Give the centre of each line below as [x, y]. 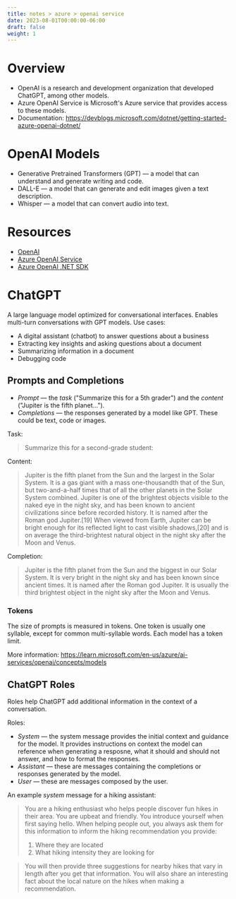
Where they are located [69, 845]
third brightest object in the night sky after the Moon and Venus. [117, 592]
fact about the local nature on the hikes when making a [104, 881]
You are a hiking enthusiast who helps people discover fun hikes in [121, 809]
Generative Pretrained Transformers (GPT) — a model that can [108, 174]
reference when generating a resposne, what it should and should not [119, 751]
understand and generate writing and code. [81, 181]
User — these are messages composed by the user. [93, 781]
